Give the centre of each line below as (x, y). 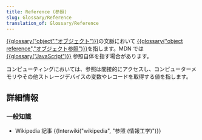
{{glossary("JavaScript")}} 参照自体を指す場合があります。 (79, 56)
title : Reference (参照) (37, 12)
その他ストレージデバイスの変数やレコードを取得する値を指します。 (107, 77)
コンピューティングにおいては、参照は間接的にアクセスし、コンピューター (99, 69)
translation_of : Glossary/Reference (52, 23)
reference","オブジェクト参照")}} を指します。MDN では (75, 48)
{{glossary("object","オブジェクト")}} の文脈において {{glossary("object (95, 41)
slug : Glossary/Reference (39, 18)
